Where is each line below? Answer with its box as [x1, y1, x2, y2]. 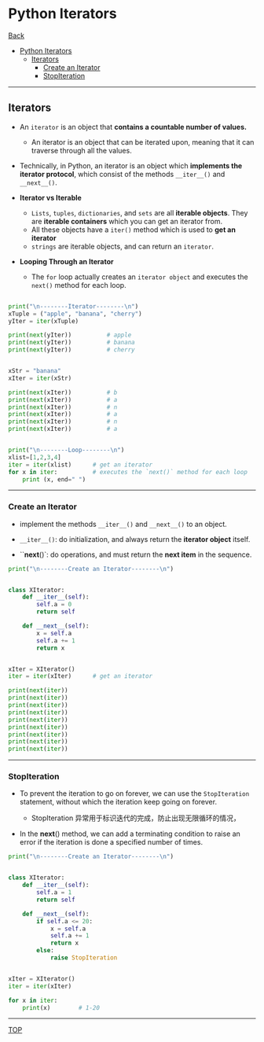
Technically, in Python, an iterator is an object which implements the [19, 160, 243, 170]
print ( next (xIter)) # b [8, 388, 118, 396]
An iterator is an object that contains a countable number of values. [19, 122, 247, 131]
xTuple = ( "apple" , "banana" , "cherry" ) [8, 310, 143, 318]
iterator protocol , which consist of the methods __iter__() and [19, 169, 225, 179]
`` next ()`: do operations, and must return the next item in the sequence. [19, 550, 252, 559]
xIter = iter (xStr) [8, 374, 72, 382]
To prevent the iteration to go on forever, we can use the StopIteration [19, 789, 250, 798]
